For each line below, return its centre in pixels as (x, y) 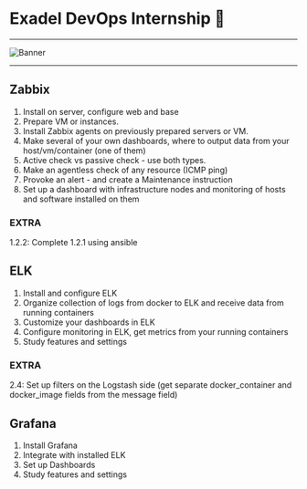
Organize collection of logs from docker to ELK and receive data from (153, 302)
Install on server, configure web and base (101, 111)
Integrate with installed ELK (74, 454)
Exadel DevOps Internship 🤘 (117, 19)
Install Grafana (50, 445)
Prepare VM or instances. (70, 121)
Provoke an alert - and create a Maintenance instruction (127, 179)
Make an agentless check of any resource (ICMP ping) (125, 170)
